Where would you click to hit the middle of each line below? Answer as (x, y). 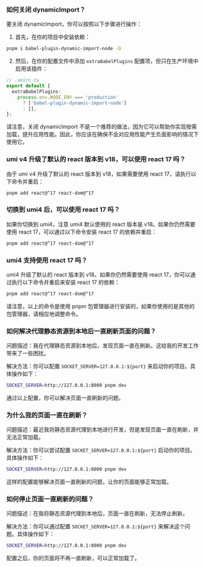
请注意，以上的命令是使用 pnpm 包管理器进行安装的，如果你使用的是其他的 (101, 306)
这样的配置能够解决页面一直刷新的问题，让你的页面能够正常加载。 (89, 482)
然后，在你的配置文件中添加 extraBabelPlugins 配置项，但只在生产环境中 (107, 61)
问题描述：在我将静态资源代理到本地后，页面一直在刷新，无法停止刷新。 (97, 513)
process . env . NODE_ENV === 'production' (68, 97)
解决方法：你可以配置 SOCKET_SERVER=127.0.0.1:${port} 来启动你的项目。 (98, 366)
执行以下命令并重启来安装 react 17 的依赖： (66, 282)
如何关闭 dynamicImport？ (46, 9)
